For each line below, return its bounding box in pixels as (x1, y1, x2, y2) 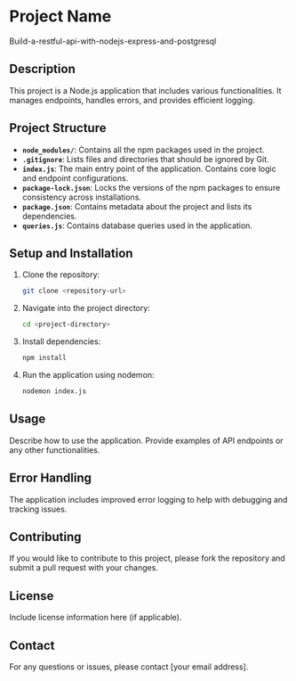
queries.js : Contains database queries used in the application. (21, 220, 253, 231)
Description (9, 62, 76, 77)
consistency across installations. (21, 192, 142, 202)
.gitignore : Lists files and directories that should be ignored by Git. (21, 153, 269, 164)
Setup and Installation (9, 245, 133, 260)
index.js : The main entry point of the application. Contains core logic (21, 163, 277, 174)
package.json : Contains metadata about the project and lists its (21, 201, 252, 211)
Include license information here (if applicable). (9, 612, 182, 623)
